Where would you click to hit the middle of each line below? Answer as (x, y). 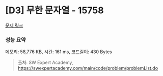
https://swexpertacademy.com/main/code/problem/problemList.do (88, 68)
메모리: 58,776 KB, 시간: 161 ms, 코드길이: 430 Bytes (59, 52)
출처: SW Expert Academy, (45, 63)
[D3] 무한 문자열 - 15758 (55, 10)
